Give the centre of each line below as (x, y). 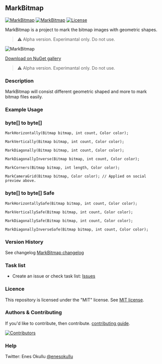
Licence (15, 289)
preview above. (21, 181)
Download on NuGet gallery (33, 58)
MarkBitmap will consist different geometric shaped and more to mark (76, 91)
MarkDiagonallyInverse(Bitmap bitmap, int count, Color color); (72, 159)
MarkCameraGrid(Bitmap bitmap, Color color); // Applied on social (76, 177)
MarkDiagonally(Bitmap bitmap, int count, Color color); (65, 150)
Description (19, 81)
